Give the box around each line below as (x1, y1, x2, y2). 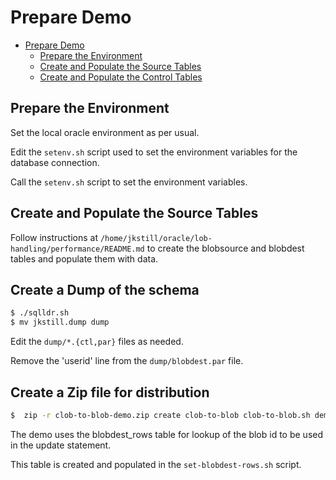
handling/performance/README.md (10, 244, 145, 254)
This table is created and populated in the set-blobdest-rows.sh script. (10, 458, 302, 470)
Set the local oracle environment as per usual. (10, 126, 200, 138)
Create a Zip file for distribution (10, 384, 210, 401)
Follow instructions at (10, 231, 99, 243)
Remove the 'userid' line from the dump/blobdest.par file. (10, 355, 244, 367)
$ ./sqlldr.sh (10, 308, 70, 318)
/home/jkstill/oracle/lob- (99, 233, 213, 243)
